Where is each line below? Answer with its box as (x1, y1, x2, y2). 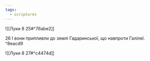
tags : (5, 7, 16, 12)
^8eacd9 (5, 40, 23, 46)
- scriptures (9, 12, 37, 17)
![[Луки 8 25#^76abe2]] (5, 25, 55, 31)
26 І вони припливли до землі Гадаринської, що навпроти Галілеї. (5, 35, 145, 41)
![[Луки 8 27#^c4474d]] (5, 50, 55, 56)
